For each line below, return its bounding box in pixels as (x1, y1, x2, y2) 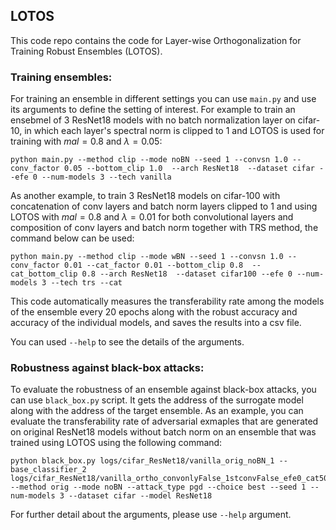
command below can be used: (10, 232, 135, 244)
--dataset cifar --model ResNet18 (68, 491, 213, 501)
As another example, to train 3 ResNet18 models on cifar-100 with (10, 190, 281, 202)
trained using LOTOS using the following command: (10, 437, 223, 449)
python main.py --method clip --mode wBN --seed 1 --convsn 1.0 (10, 252, 284, 262)
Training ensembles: (10, 70, 113, 84)
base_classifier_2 (10, 465, 87, 475)
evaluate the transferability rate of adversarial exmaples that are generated (10, 415, 319, 428)
